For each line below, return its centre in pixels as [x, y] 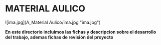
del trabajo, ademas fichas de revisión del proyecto [59, 37]
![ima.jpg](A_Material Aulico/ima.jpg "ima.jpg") [53, 22]
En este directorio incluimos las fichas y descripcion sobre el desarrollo [81, 32]
